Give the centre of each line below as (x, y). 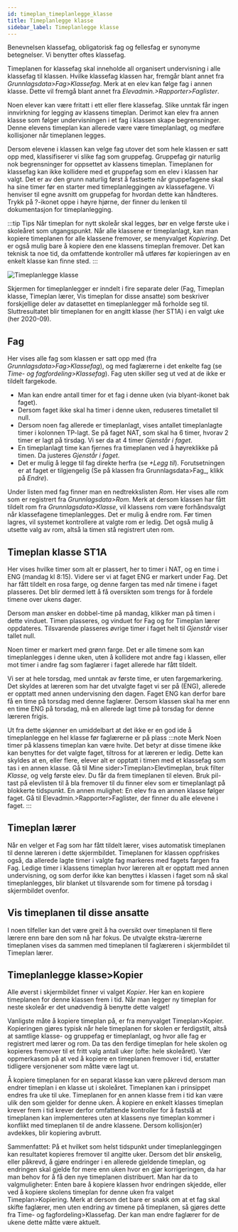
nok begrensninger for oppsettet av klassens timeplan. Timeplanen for (110, 164)
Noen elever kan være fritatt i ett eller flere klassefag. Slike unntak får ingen (118, 105)
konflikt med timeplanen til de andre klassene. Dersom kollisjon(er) (105, 1125)
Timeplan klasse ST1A (57, 552)
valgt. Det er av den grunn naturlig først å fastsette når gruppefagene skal (115, 179)
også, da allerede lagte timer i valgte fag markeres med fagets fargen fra (114, 860)
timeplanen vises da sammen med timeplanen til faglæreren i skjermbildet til (119, 945)
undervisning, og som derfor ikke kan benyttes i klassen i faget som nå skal (118, 875)
